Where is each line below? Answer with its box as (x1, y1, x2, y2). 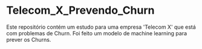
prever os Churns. (6, 36, 51, 43)
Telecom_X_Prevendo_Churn (6, 4, 155, 17)
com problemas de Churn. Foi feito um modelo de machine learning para (6, 29, 187, 36)
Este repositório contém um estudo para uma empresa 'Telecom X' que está (6, 23, 197, 30)
